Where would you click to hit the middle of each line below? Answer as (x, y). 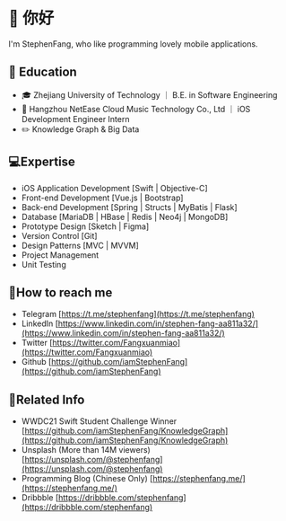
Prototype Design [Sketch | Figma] (85, 226)
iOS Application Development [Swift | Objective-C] (114, 188)
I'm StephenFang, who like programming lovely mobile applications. (133, 44)
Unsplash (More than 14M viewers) (86, 450)
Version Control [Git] (59, 235)
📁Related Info (47, 399)
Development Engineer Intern (75, 119)
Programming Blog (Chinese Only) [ (87, 479)
